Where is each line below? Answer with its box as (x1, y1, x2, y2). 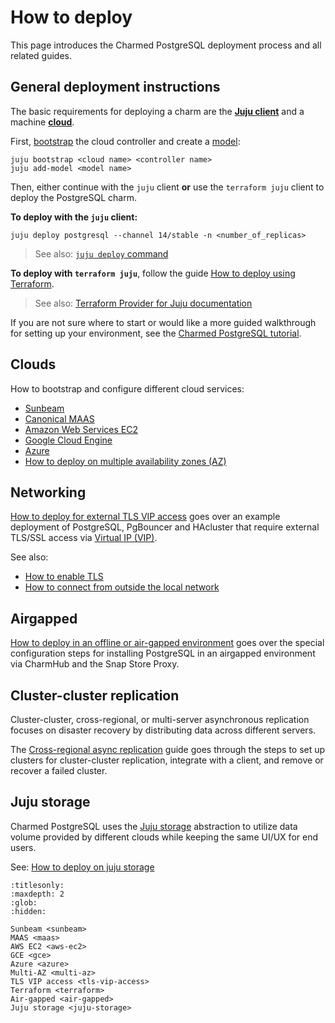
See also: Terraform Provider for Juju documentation (34, 297, 253, 309)
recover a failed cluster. (10, 765, 108, 776)
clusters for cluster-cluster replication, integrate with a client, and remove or (10, 754, 324, 766)
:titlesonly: (10, 880, 65, 890)
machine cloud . (10, 116, 75, 128)
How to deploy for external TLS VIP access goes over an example (10, 511, 281, 523)
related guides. (10, 49, 72, 61)
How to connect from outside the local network (24, 581, 220, 593)
